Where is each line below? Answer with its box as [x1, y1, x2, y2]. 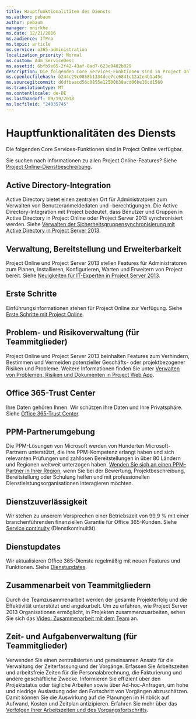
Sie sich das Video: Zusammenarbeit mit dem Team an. [6, 615, 139, 622]
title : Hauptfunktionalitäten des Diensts [6, 8, 111, 15]
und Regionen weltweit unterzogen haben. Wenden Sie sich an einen [6, 461, 171, 468]
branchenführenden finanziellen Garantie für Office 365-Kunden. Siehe [6, 519, 177, 526]
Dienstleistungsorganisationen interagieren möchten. [6, 480, 133, 487]
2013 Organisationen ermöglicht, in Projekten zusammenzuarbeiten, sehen [6, 608, 185, 615]
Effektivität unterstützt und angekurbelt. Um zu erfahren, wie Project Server [6, 602, 188, 609]
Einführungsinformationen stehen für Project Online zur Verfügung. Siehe [6, 304, 183, 311]
